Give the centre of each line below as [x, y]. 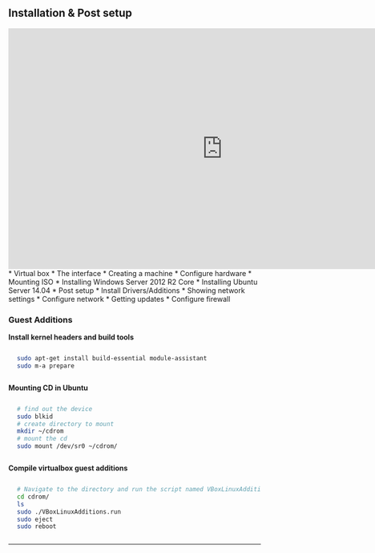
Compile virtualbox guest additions [68, 468]
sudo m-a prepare [46, 366]
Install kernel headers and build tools [71, 337]
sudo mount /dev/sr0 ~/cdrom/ [67, 446]
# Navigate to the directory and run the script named [111, 490]
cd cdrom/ [33, 497]
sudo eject [35, 519]
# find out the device [55, 409]
